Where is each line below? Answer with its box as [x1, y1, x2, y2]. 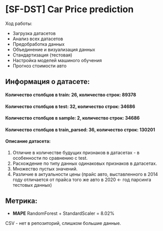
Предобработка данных [12, 41, 65, 47]
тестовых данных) [12, 182, 52, 188]
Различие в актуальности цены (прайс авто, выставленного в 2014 [12, 171, 158, 177]
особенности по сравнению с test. [12, 155, 88, 161]
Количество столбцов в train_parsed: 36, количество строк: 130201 [5, 126, 155, 133]
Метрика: [5, 197, 38, 206]
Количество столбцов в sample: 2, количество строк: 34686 [5, 115, 140, 121]
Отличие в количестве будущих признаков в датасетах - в [12, 149, 140, 156]
